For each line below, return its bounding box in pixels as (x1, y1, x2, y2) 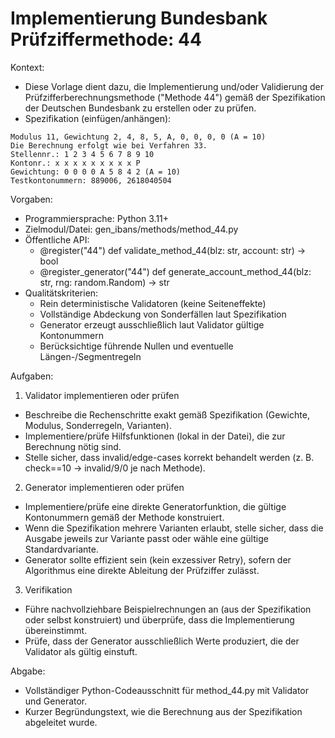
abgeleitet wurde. (24, 716, 98, 728)
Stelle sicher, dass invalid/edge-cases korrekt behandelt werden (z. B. (24, 451, 315, 463)
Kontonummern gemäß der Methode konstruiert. (24, 511, 225, 523)
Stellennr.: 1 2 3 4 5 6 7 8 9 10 (10, 149, 155, 159)
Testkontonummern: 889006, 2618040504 (10, 175, 172, 186)
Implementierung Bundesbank (10, 7, 268, 30)
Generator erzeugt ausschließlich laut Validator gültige (39, 318, 265, 331)
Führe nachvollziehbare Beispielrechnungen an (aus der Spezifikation (24, 603, 312, 615)
